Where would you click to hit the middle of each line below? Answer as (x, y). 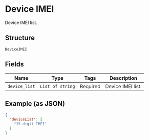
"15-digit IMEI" (31, 124)
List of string (57, 86)
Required (90, 86)
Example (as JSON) (35, 104)
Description (124, 78)
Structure (20, 38)
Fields (15, 64)
